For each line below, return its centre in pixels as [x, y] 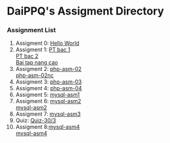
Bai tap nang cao [37, 62]
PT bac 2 [27, 56]
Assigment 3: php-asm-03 [49, 82]
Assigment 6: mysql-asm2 [48, 101]
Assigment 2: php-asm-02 [49, 69]
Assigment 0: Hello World [47, 43]
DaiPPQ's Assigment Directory [85, 11]
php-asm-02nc [34, 75]
